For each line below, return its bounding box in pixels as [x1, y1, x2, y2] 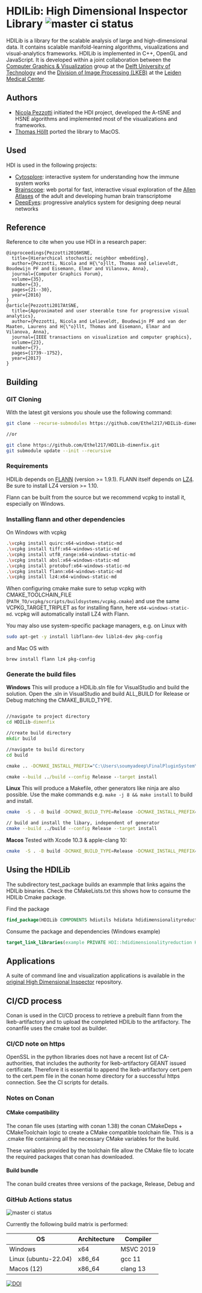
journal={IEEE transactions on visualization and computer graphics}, [11, 334, 192, 341]
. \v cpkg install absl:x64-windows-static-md [6, 557, 120, 563]
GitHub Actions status [6, 1195, 72, 1203]
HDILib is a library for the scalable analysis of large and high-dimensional [6, 37, 188, 44]
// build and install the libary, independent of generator [6, 820, 161, 826]
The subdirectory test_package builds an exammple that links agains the [6, 881, 186, 888]
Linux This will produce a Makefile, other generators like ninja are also [6, 784, 180, 792]
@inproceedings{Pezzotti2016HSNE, [6, 250, 93, 256]
